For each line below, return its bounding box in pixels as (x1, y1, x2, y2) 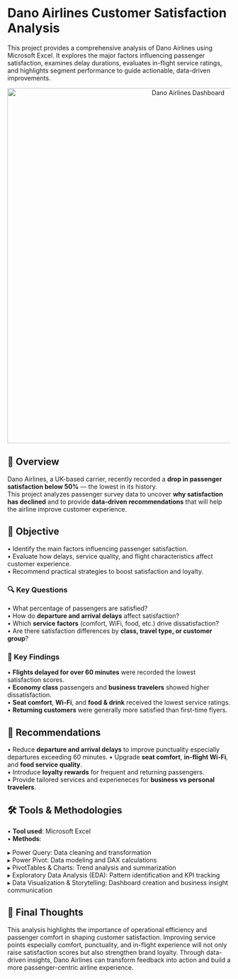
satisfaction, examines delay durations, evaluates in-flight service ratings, (7, 58, 222, 67)
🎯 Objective (7, 526, 59, 538)
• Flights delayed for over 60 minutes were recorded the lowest (7, 668, 196, 676)
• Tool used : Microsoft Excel (7, 826, 91, 835)
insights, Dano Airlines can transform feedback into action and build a (27, 956, 231, 964)
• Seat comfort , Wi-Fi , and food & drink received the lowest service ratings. (7, 698, 231, 707)
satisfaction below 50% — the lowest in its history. (7, 482, 157, 491)
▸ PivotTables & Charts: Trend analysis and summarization (7, 863, 176, 872)
